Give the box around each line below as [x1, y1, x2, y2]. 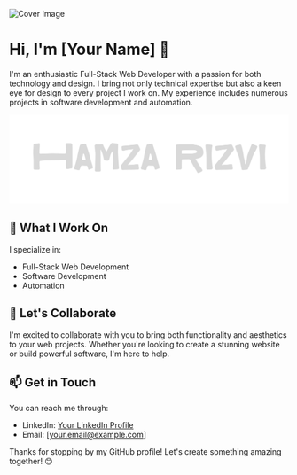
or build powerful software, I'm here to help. [9, 348, 170, 359]
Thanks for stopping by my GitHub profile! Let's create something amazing [9, 447, 282, 457]
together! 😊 [9, 456, 53, 467]
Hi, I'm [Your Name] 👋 [9, 40, 170, 59]
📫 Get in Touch [9, 375, 97, 390]
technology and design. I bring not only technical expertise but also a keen [9, 78, 282, 89]
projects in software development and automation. [9, 97, 193, 107]
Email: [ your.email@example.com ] [21, 430, 147, 440]
